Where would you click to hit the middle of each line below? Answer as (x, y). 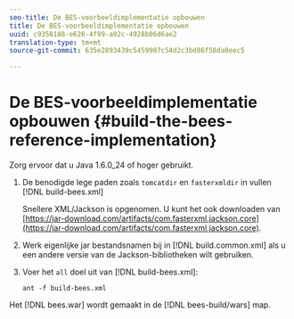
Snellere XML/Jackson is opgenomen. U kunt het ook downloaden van (151, 209)
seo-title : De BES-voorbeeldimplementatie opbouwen (107, 17)
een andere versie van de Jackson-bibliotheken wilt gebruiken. (138, 255)
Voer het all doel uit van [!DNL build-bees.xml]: (110, 272)
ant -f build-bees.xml (64, 289)
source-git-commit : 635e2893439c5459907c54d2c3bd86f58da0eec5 (127, 51)
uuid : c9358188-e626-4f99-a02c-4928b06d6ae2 (93, 34)
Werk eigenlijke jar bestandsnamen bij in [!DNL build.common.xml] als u (154, 245)
